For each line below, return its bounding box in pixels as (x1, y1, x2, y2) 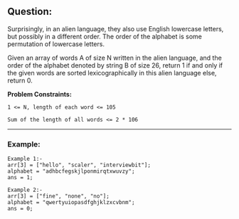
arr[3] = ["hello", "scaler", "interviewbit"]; (7, 161, 152, 169)
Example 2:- (7, 186, 43, 194)
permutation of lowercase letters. (7, 39, 105, 48)
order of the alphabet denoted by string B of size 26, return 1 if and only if (7, 60, 223, 70)
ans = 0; (7, 205, 33, 213)
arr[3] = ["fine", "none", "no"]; (7, 193, 110, 200)
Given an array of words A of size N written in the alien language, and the (7, 53, 222, 62)
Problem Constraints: (7, 90, 73, 98)
